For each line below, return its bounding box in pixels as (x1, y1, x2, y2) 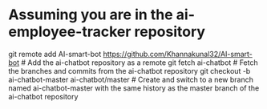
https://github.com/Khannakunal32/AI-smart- (103, 49, 253, 59)
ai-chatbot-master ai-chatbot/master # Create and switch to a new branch (8, 75, 254, 84)
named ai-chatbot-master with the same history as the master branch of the (8, 83, 260, 93)
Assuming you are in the (8, 6, 174, 24)
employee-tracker (8, 22, 131, 41)
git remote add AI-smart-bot (8, 49, 102, 59)
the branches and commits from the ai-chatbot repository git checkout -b (8, 66, 251, 75)
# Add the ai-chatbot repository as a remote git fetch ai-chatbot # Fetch (21, 58, 258, 67)
